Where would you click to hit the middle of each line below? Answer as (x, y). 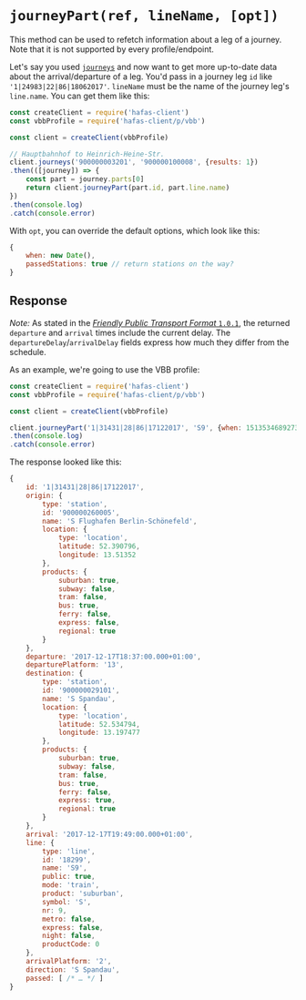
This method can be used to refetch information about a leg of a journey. (146, 39)
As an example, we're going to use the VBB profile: (105, 369)
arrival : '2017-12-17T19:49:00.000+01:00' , (110, 834)
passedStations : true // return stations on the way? (130, 264)
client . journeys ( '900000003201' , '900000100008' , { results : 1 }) (134, 162)
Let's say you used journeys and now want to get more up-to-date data (143, 66)
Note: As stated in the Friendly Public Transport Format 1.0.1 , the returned (150, 322)
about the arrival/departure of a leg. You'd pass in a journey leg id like (141, 77)
